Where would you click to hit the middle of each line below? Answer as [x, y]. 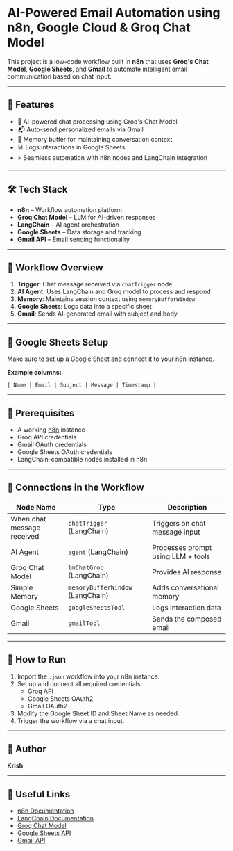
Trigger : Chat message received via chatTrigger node [95, 284]
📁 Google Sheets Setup [58, 342]
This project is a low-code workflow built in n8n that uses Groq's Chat [108, 61]
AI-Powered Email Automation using [114, 13]
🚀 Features [31, 105]
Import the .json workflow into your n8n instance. [88, 676]
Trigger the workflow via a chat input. [71, 720]
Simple [22, 587]
